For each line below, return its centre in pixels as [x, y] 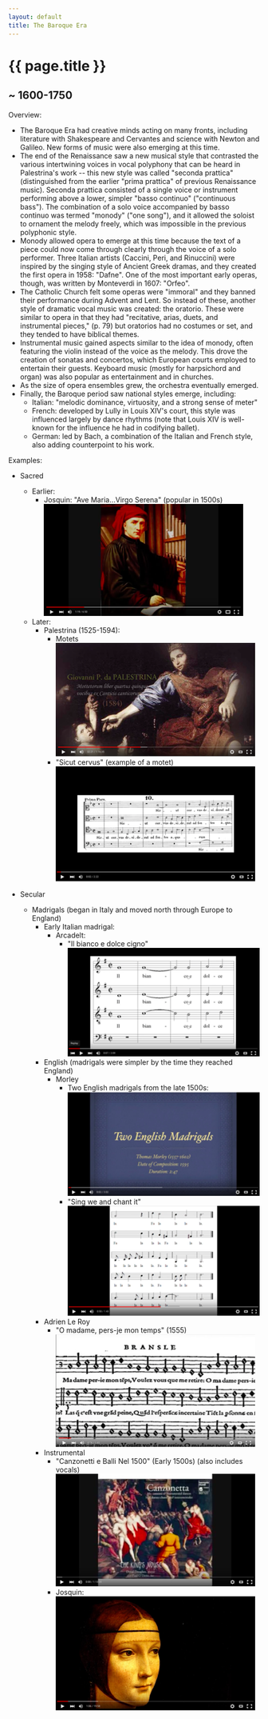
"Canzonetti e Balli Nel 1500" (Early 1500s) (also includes [149, 1461]
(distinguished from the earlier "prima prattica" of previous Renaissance [138, 181]
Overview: [25, 114]
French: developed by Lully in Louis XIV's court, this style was [134, 410]
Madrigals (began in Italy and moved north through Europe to [132, 909]
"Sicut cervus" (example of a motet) [114, 762]
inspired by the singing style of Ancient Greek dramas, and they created [138, 266]
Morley [67, 1079]
